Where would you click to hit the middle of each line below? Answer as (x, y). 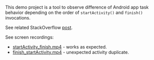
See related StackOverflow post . (39, 27)
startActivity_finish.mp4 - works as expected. (60, 47)
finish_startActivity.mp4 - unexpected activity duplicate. (71, 52)
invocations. (18, 18)
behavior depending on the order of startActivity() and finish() (74, 12)
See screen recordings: (30, 37)
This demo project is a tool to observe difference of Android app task (77, 7)
